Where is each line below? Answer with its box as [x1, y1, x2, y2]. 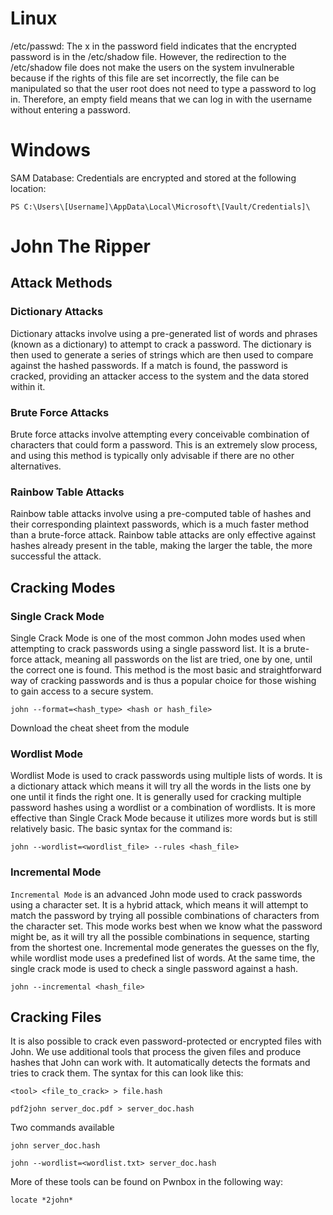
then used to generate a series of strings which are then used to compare [10, 348, 314, 361]
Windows [10, 139, 91, 162]
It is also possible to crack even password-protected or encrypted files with [10, 1035, 322, 1047]
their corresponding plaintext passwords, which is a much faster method [10, 518, 310, 531]
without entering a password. [10, 103, 131, 116]
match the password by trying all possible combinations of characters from [10, 909, 320, 921]
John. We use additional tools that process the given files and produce [10, 1046, 302, 1058]
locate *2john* [10, 1195, 74, 1206]
